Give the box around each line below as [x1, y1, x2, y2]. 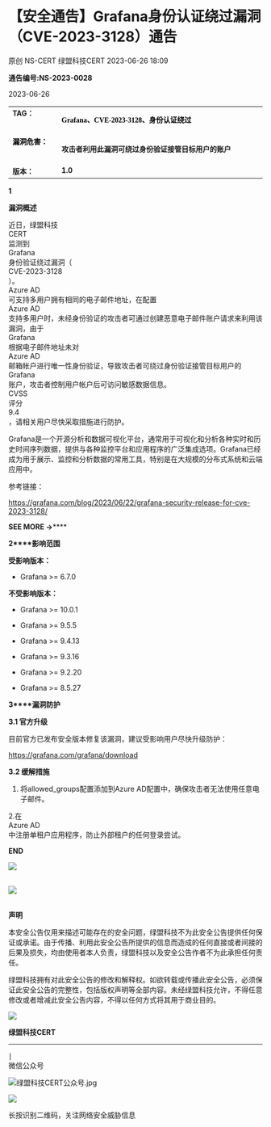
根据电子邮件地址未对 [8, 342, 79, 351]
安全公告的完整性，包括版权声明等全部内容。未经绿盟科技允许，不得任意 [22, 985, 263, 995]
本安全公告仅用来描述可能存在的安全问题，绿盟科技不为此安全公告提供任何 [8, 927, 256, 937]
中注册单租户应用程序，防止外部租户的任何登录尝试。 [8, 830, 186, 839]
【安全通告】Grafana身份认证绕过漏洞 [8, 7, 261, 26]
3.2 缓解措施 [8, 767, 50, 776]
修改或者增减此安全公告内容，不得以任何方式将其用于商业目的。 [8, 995, 220, 1004]
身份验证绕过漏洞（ [8, 257, 73, 267]
